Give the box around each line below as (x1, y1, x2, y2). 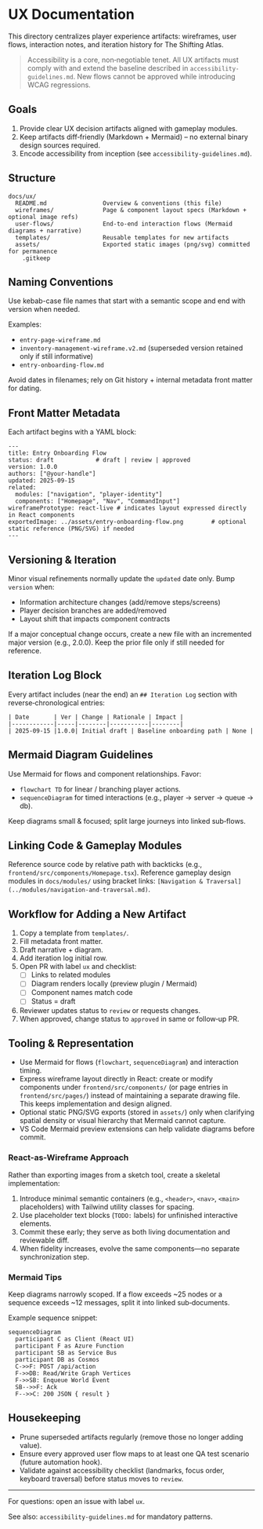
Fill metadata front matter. (19, 937, 103, 946)
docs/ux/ (8, 192, 37, 200)
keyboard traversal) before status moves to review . (19, 1474, 184, 1483)
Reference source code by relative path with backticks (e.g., (8, 860, 202, 869)
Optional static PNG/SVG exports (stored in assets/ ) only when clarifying (19, 1107, 255, 1117)
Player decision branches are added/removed (19, 606, 167, 615)
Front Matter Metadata (8, 406, 121, 419)
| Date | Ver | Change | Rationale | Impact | (8, 713, 184, 721)
